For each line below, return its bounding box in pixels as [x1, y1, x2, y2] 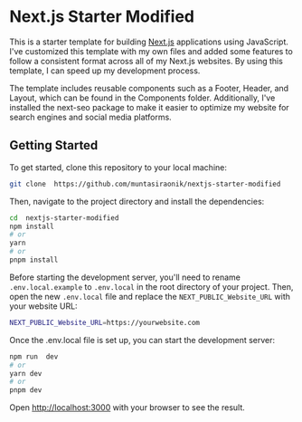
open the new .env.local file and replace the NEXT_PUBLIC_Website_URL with [9, 291, 291, 302]
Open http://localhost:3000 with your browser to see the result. [9, 402, 246, 413]
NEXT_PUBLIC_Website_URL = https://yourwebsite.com [9, 318, 201, 327]
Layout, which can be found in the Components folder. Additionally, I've [9, 92, 276, 103]
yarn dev [9, 369, 42, 378]
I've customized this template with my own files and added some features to [9, 45, 294, 56]
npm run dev [9, 351, 59, 361]
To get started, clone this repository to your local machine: [9, 161, 228, 173]
